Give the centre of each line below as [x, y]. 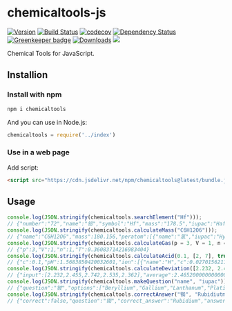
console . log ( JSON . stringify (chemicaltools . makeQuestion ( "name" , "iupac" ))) [118, 282]
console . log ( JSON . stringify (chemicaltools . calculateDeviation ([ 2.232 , [111, 269]
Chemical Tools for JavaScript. [51, 53]
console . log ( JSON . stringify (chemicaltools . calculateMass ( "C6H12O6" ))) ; [112, 230]
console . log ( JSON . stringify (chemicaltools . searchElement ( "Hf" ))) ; [105, 218]
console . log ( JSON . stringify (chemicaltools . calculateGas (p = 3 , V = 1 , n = [117, 243]
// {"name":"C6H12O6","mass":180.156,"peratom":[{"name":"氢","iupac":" [113, 237]
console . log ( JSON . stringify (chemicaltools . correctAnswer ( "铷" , [99, 294]
